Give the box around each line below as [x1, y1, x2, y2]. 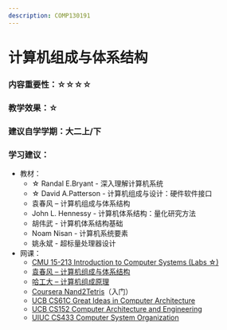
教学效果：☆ [8, 102, 58, 113]
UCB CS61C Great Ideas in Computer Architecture [31, 296, 196, 305]
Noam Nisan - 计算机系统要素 [31, 228, 129, 238]
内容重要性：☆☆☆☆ [8, 79, 92, 90]
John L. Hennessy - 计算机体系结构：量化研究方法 [31, 208, 197, 218]
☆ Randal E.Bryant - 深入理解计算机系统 [31, 179, 163, 188]
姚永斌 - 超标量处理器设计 [31, 238, 116, 248]
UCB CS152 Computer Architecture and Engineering [31, 304, 203, 313]
